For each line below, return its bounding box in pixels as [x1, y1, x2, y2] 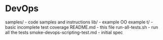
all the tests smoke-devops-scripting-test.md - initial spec [5, 29, 123, 35]
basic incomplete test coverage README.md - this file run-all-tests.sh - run [5, 24, 159, 30]
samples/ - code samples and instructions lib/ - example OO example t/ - [5, 19, 153, 25]
